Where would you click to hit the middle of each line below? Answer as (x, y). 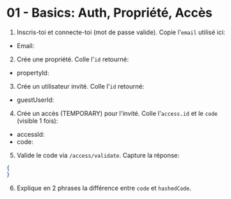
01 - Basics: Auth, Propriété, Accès (110, 13)
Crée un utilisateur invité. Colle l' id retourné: (80, 86)
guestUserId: (35, 100)
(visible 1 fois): (37, 121)
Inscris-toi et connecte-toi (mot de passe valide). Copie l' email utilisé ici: (121, 32)
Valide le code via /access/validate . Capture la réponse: (98, 155)
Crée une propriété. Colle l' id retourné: (73, 59)
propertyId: (33, 73)
